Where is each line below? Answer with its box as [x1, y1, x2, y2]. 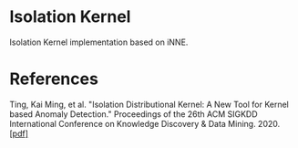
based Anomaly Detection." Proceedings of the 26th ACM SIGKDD [9, 108, 258, 120]
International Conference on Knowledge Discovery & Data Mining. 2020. [9, 118, 281, 129]
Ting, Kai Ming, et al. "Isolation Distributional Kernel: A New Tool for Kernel [9, 99, 289, 110]
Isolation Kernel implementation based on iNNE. [9, 37, 189, 48]
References [9, 69, 98, 90]
